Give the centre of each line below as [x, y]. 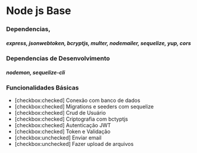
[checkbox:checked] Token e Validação [62, 132]
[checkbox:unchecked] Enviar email [58, 138]
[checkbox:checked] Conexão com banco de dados [77, 100]
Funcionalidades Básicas [43, 88]
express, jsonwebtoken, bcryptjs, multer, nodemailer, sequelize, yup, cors [98, 43]
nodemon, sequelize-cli [36, 72]
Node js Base [39, 11]
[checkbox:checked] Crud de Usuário [60, 113]
